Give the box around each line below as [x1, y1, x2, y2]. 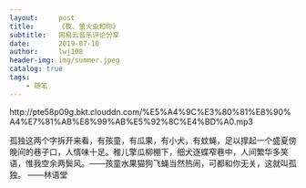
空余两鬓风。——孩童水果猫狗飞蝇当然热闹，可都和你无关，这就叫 [40, 157, 289, 169]
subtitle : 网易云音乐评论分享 [9, 30, 120, 39]
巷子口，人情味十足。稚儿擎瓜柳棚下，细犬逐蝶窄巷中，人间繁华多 [33, 146, 280, 157]
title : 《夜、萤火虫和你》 [9, 22, 120, 31]
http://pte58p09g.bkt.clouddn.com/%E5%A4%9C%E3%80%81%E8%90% [9, 106, 291, 117]
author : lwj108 [9, 47, 84, 57]
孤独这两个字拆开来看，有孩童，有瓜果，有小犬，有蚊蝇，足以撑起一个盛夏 [9, 134, 289, 146]
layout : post [9, 13, 76, 23]
